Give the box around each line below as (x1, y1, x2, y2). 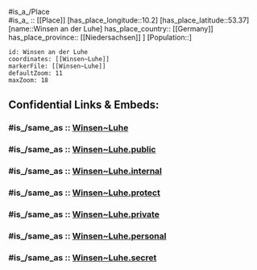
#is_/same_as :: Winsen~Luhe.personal (8, 230, 167, 241)
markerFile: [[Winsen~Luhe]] (8, 62, 106, 70)
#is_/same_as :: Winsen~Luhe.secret (8, 251, 157, 263)
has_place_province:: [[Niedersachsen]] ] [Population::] (8, 32, 192, 42)
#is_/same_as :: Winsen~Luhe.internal (8, 165, 163, 177)
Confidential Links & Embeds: (8, 98, 160, 112)
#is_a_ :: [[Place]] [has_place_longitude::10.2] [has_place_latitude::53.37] (8, 15, 250, 25)
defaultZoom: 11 (8, 69, 63, 77)
